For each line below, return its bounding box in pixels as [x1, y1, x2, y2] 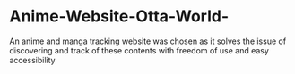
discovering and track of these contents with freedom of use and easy [9, 45, 269, 55]
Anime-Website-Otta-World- [9, 6, 230, 27]
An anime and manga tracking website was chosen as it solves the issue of [9, 36, 287, 46]
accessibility [9, 54, 56, 65]
